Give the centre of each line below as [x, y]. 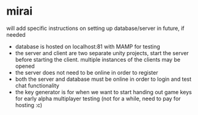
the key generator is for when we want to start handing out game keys [104, 92]
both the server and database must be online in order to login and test [103, 79]
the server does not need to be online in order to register [86, 72]
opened [25, 66]
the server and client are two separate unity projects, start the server [102, 53]
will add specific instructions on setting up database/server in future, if [95, 28]
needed [16, 34]
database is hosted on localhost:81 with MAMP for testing [88, 46]
